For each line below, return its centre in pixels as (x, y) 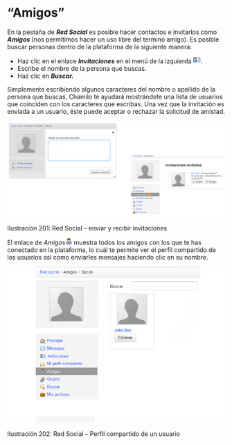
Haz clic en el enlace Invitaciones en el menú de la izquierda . (110, 61)
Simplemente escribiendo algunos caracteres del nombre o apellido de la (111, 89)
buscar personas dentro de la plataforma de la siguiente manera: (100, 47)
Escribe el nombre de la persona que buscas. (82, 68)
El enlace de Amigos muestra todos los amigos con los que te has (105, 242)
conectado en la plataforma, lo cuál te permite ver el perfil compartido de (111, 250)
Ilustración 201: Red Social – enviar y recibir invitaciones (87, 228)
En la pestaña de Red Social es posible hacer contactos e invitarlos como (112, 32)
